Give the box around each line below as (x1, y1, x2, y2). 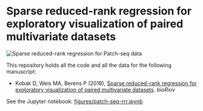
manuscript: (6, 68, 36, 75)
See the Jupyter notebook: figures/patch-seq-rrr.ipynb (6, 98, 144, 105)
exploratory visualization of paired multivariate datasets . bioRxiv (15, 86, 176, 93)
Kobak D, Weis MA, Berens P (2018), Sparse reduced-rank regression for (15, 80, 197, 87)
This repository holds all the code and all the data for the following (6, 62, 171, 69)
